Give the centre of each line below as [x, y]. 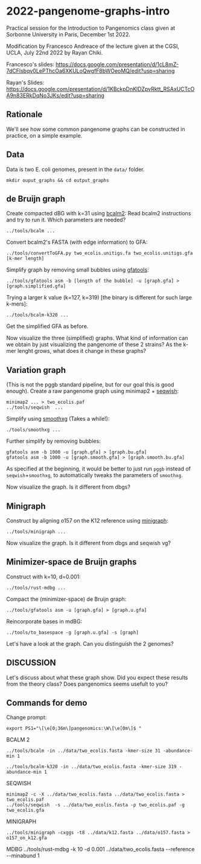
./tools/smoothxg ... [33, 430]
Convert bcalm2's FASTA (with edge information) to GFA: [77, 242]
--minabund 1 [23, 856]
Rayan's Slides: [25, 82]
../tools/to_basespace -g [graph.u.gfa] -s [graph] [72, 632]
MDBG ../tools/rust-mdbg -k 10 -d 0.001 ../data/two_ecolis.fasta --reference [101, 849]
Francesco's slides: [30, 64]
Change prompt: [27, 717]
